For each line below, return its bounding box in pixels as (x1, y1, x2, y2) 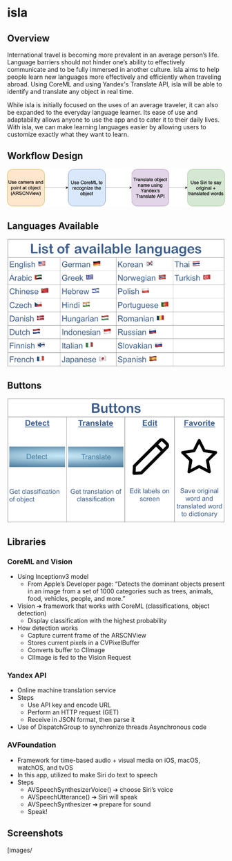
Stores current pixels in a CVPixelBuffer (27, 638, 140, 647)
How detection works (17, 624, 78, 632)
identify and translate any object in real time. (7, 88, 134, 95)
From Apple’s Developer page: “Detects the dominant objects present (27, 580, 225, 589)
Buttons (7, 380, 42, 391)
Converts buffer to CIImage (27, 646, 106, 654)
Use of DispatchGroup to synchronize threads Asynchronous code (17, 723, 207, 731)
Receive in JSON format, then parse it (27, 716, 135, 724)
